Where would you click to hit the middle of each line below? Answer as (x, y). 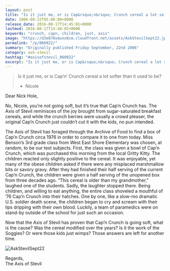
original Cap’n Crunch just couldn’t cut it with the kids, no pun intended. (80, 122)
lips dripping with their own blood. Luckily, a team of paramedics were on (82, 207)
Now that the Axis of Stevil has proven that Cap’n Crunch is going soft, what (84, 223)
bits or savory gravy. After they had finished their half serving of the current (84, 170)
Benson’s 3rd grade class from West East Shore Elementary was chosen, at (83, 143)
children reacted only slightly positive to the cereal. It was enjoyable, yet (80, 159)
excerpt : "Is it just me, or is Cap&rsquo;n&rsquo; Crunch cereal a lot (83, 62)
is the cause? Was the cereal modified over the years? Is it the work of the (82, 228)
